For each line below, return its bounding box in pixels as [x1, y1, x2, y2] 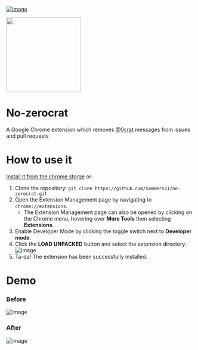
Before [6, 295, 26, 303]
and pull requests [6, 132, 49, 140]
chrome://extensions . [14, 202, 67, 209]
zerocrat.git [14, 191, 48, 197]
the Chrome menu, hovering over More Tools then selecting [23, 215, 171, 222]
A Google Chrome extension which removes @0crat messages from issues [6, 126, 191, 133]
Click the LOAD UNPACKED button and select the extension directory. [14, 240, 187, 247]
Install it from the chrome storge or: [6, 173, 94, 180]
